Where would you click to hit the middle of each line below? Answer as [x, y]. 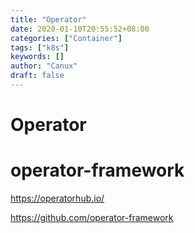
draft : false [37, 76]
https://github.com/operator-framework [92, 217]
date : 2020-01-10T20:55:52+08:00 [80, 29]
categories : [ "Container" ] [66, 38]
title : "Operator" [48, 19]
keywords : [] [37, 57]
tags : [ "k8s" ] [40, 47]
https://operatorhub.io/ [57, 198]
